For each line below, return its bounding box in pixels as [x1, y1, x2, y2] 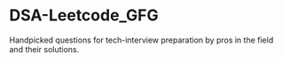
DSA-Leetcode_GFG [9, 5, 160, 26]
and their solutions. [9, 43, 80, 54]
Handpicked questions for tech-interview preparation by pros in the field [9, 35, 274, 45]
